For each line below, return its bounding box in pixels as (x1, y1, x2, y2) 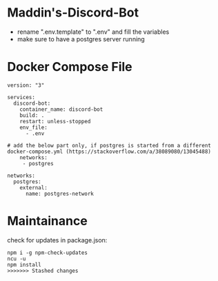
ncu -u (7, 255, 26, 262)
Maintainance (7, 214, 88, 229)
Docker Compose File (7, 59, 132, 75)
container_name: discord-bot (19, 105, 103, 113)
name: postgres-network (25, 190, 95, 197)
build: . (19, 112, 45, 118)
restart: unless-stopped (19, 118, 91, 125)
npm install (7, 261, 41, 268)
